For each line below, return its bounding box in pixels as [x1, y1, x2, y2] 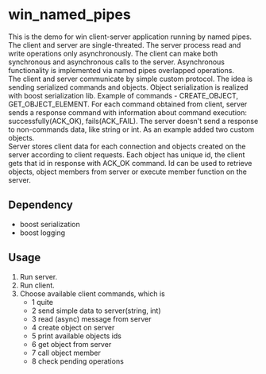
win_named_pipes [8, 6, 131, 24]
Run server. [19, 272, 58, 281]
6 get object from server [31, 339, 112, 349]
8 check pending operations [31, 356, 125, 366]
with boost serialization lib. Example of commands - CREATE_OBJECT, [8, 91, 238, 100]
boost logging [19, 228, 66, 237]
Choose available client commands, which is [19, 288, 165, 299]
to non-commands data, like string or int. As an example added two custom [8, 125, 255, 134]
